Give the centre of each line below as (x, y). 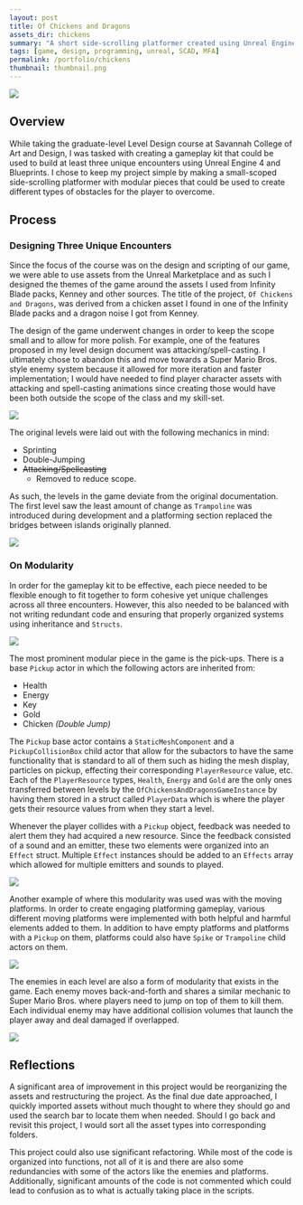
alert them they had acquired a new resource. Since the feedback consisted (150, 835)
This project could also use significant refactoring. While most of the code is (151, 1153)
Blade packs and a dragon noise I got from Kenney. (105, 314)
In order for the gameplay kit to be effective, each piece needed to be (138, 585)
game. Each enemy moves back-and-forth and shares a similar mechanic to (150, 991)
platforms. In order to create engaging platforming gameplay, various (138, 908)
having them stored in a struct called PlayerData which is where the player (147, 799)
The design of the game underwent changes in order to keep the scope (142, 331)
